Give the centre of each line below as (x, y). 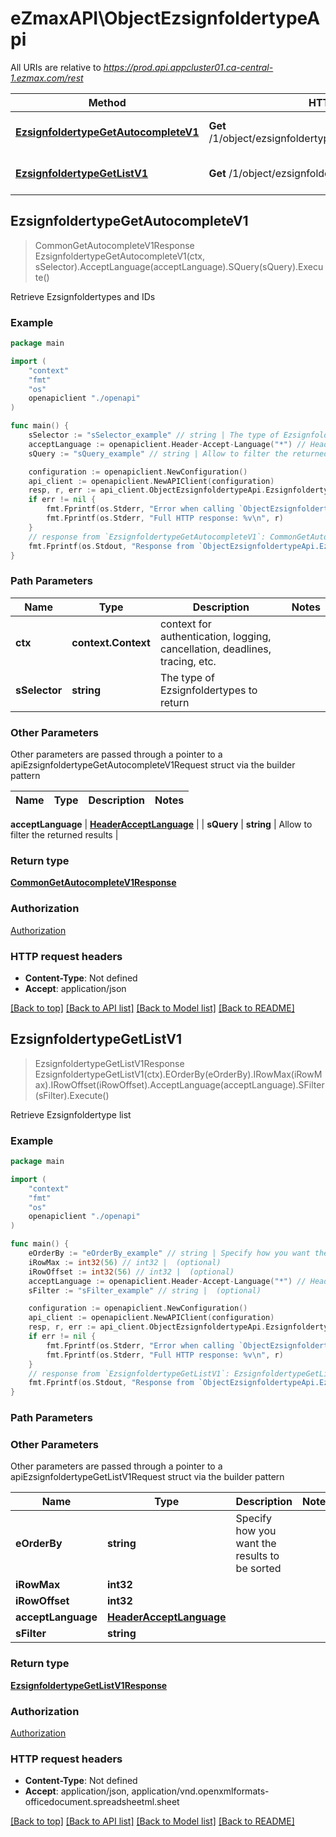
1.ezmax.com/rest (47, 78)
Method (107, 102)
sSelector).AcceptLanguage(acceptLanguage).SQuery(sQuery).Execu (179, 266)
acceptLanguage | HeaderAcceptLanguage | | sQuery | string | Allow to (161, 824)
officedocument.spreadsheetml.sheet (102, 1802)
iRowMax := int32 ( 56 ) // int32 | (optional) (125, 1262)
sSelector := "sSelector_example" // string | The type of (154, 435)
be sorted (258, 1569)
